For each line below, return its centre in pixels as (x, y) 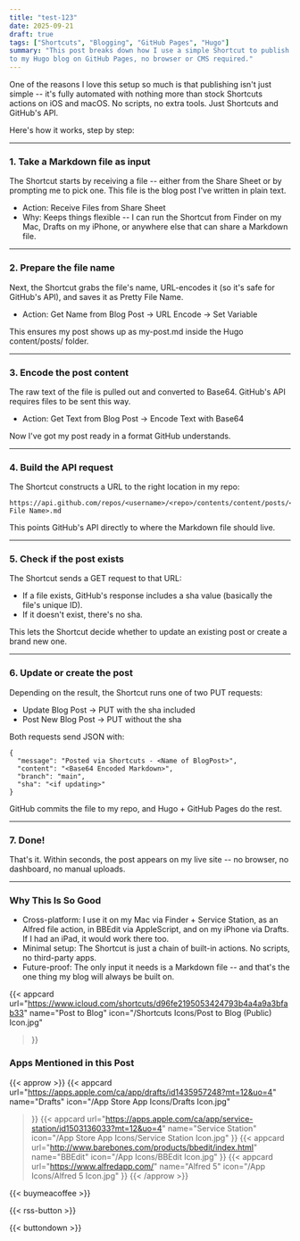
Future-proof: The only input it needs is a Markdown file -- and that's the (156, 967)
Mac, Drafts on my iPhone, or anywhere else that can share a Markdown (155, 227)
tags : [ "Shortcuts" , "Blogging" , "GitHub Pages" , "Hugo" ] (119, 42)
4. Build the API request (61, 467)
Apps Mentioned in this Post (72, 1063)
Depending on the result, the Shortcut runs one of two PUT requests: (136, 692)
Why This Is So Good (55, 900)
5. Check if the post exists (67, 559)
